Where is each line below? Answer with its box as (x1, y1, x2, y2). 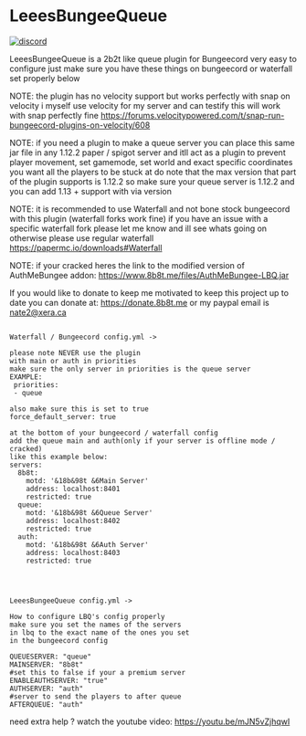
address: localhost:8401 (26, 484, 121, 493)
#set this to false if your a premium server (9, 668, 185, 677)
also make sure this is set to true (9, 404, 149, 414)
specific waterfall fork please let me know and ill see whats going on (9, 223, 268, 234)
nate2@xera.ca (9, 307, 67, 318)
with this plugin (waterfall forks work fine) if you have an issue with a (9, 213, 269, 224)
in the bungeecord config (9, 636, 108, 645)
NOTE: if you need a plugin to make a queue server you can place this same (9, 137, 295, 148)
